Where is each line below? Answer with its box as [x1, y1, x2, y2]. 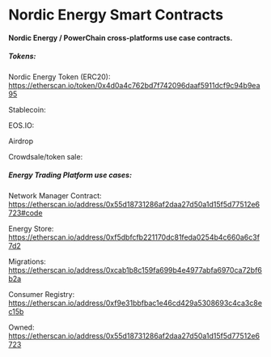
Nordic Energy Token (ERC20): [8, 71, 111, 82]
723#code [8, 208, 43, 218]
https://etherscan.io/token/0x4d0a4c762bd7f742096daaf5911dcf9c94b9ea [8, 80, 260, 90]
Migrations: [8, 257, 46, 266]
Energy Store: [8, 223, 54, 233]
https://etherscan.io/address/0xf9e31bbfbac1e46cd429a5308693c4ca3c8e [8, 298, 263, 308]
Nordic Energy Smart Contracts [8, 6, 224, 24]
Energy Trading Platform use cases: [8, 170, 132, 180]
